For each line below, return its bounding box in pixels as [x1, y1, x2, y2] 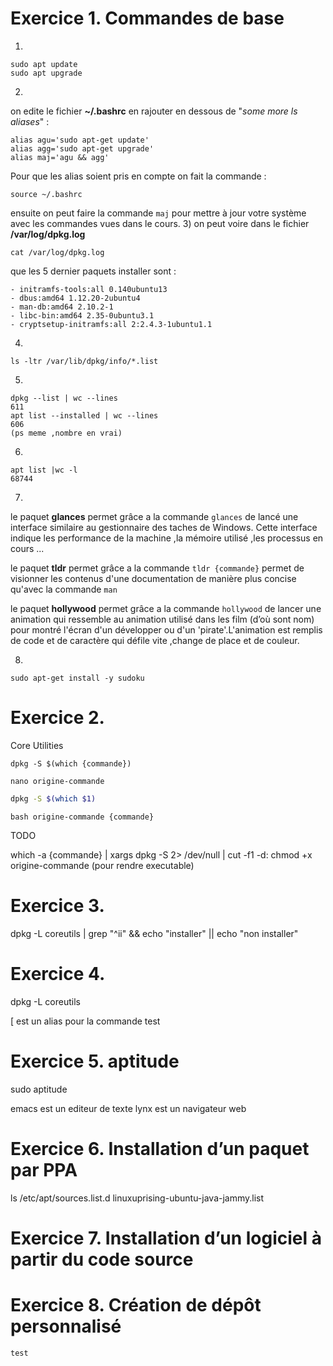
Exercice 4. [10, 962, 106, 985]
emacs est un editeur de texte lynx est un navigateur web [10, 1102, 247, 1114]
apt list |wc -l [10, 465, 78, 475]
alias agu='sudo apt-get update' [10, 135, 150, 145]
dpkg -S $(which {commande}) [10, 758, 132, 769]
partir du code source [10, 1248, 194, 1271]
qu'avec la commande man [10, 583, 118, 595]
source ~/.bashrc [10, 189, 83, 199]
